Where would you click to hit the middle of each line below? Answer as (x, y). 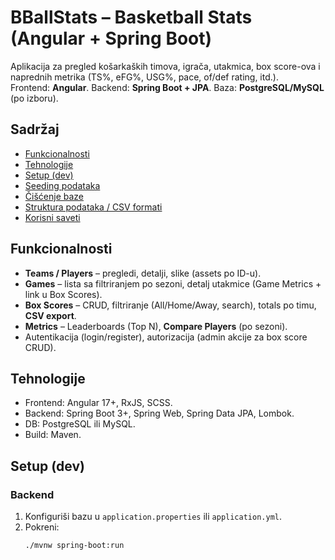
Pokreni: (42, 527)
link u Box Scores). (63, 294)
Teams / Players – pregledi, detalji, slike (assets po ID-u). (143, 273)
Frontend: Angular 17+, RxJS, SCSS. (98, 403)
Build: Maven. (53, 435)
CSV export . (50, 315)
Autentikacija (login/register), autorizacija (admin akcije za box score (166, 337)
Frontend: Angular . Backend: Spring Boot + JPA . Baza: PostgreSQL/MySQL (167, 87)
